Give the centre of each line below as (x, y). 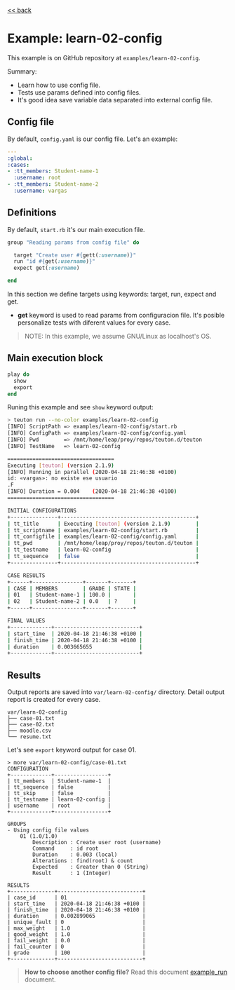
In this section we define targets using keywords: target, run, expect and (112, 294)
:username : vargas (41, 191)
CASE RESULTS (26, 575)
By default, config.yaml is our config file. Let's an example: (93, 139)
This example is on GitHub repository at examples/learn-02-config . (104, 57)
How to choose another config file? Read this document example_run (126, 972)
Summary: (22, 71)
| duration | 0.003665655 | (75, 647)
